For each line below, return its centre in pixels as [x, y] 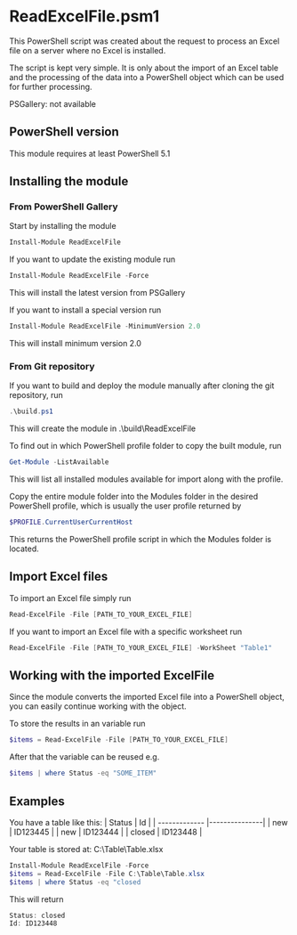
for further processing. [51, 86]
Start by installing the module [63, 226]
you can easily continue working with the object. [98, 706]
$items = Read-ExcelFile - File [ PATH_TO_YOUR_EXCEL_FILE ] [119, 740]
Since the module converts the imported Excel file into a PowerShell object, [147, 697]
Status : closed [37, 915]
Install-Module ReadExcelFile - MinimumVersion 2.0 [105, 327]
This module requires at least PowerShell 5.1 [90, 153]
